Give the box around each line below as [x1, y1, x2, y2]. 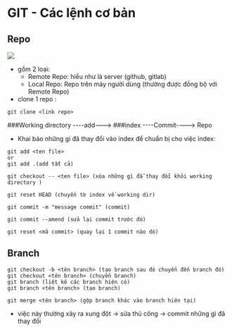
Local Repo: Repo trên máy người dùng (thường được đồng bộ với [27, 80, 218, 88]
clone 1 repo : [17, 95, 57, 103]
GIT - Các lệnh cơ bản [7, 5, 136, 21]
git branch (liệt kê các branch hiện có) [7, 278, 131, 285]
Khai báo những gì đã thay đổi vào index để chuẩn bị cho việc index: [17, 135, 216, 142]
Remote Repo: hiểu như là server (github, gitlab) [27, 73, 167, 80]
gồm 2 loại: [17, 65, 51, 73]
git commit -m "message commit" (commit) [7, 204, 131, 211]
